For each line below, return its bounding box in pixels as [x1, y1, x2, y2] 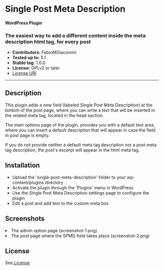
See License [5, 260, 30, 266]
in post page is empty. [5, 132, 50, 138]
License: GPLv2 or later [12, 65, 60, 71]
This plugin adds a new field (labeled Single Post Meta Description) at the [5, 102, 153, 108]
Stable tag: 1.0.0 [12, 60, 45, 66]
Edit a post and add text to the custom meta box [12, 200, 109, 206]
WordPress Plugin [5, 20, 42, 25]
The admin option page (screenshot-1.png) [11, 227, 98, 233]
